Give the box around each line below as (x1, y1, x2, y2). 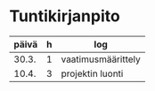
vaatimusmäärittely (61, 53, 141, 65)
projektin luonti (61, 67, 124, 80)
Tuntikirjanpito (9, 6, 120, 27)
